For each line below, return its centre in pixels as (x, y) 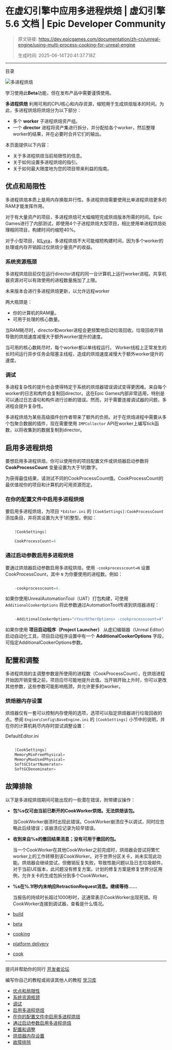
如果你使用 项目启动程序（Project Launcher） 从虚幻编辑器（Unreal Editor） (86, 630)
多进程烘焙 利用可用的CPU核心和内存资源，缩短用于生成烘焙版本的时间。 (82, 104)
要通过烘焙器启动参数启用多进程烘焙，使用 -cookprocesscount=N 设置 (78, 567)
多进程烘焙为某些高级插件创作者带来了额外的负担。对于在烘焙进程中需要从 (84, 417)
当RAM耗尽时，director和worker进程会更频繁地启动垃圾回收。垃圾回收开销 (84, 330)
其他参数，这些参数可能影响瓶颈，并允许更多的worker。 (64, 686)
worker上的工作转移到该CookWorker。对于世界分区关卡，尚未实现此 (85, 856)
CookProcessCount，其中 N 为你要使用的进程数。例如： (64, 574)
